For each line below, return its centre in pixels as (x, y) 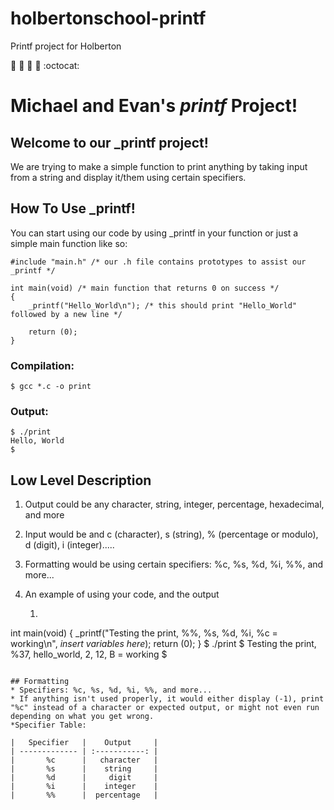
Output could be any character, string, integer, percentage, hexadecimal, (174, 504)
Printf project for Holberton (66, 46)
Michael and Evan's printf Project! (154, 106)
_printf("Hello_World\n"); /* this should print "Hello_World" (163, 305)
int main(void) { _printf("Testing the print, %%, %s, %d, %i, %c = (144, 633)
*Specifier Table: (48, 725)
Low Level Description (81, 480)
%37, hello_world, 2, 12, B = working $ (89, 654)
